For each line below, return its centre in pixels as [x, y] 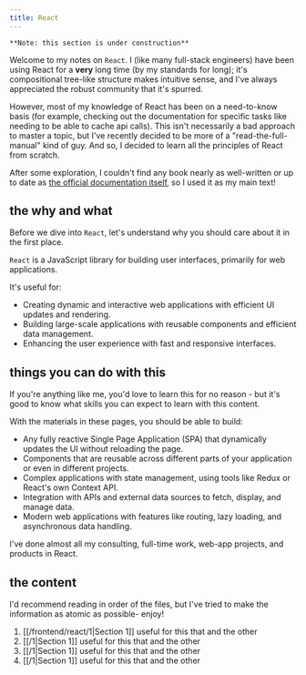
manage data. [48, 507]
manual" [25, 145]
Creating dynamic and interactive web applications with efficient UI [148, 305]
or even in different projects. [76, 468]
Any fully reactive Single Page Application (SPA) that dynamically [144, 439]
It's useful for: [36, 287]
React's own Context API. [70, 487]
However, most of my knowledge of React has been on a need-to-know [143, 107]
